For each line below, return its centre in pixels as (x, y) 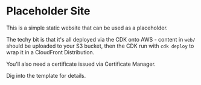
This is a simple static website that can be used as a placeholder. (87, 28)
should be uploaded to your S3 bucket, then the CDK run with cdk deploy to (100, 46)
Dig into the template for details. (46, 75)
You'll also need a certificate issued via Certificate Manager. (81, 64)
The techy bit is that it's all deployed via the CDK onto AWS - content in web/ (101, 39)
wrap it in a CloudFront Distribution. (50, 52)
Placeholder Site (48, 11)
